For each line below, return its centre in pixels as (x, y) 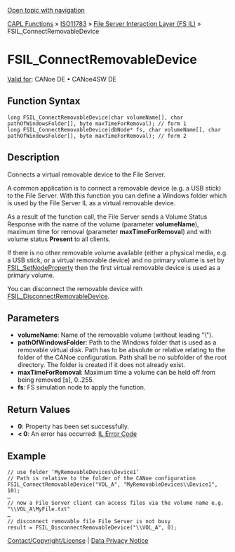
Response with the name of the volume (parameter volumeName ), (103, 224)
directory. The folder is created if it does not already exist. (101, 365)
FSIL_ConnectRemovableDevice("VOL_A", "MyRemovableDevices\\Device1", (113, 484)
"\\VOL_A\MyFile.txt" (39, 509)
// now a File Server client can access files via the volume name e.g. (116, 503)
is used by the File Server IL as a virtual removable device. (92, 203)
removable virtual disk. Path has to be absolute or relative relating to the (121, 350)
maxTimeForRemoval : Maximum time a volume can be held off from (116, 373)
